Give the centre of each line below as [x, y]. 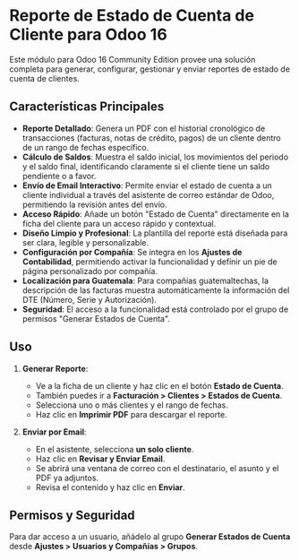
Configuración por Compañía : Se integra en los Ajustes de [132, 252]
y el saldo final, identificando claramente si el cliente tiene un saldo [146, 166]
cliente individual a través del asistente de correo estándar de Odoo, [148, 194]
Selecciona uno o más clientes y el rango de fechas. [132, 405]
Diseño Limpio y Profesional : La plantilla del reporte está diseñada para [155, 233]
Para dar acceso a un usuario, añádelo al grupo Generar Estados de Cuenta [150, 537]
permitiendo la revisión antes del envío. [94, 204]
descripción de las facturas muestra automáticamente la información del [156, 290]
